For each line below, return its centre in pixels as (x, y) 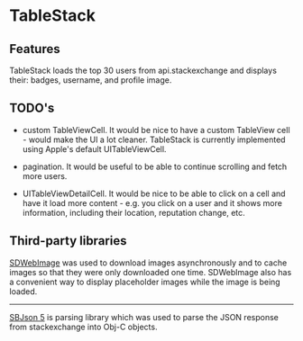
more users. (45, 175)
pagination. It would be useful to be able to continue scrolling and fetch (155, 166)
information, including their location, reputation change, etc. (133, 212)
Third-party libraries (68, 241)
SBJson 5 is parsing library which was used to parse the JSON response (144, 317)
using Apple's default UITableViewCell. (94, 148)
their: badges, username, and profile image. (91, 80)
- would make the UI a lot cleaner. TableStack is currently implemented (154, 139)
